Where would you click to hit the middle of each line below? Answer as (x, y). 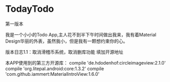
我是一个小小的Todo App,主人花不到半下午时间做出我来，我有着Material (81, 34)
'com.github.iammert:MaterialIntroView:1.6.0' (52, 74)
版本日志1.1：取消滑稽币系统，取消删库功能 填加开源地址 (65, 52)
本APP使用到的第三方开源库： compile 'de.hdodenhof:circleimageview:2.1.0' (86, 63)
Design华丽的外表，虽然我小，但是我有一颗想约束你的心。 (67, 41)
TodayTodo (30, 9)
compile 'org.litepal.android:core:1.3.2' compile (55, 68)
